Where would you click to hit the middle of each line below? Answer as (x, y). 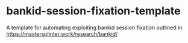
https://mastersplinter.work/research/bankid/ (62, 33)
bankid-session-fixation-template (93, 11)
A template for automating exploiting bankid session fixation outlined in (94, 27)
